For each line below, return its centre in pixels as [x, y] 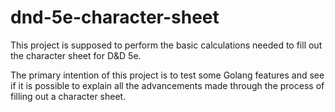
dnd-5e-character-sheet [115, 17]
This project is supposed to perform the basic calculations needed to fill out [166, 45]
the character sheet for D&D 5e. [76, 55]
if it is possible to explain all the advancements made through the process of [167, 85]
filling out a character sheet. [68, 96]
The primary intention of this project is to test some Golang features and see [167, 75]
